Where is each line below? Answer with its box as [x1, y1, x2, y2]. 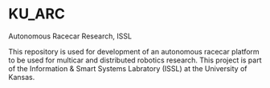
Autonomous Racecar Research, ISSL [8, 31, 133, 41]
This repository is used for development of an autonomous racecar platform [8, 46, 260, 56]
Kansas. [8, 72, 35, 82]
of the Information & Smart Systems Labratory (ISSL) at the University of [8, 63, 247, 73]
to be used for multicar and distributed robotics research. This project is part [8, 55, 263, 65]
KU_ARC [8, 5, 66, 23]
